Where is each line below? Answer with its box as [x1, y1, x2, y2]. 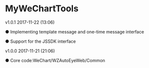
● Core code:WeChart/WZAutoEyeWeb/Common [5, 57, 105, 63]
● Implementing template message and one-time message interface [5, 29, 145, 34]
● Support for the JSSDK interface [5, 38, 76, 44]
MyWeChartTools [5, 3, 79, 14]
